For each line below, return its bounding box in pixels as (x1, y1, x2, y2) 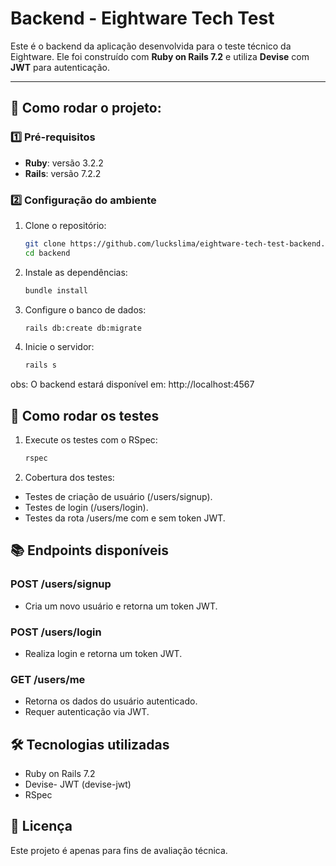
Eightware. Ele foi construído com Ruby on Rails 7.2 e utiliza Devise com (10, 50, 310, 62)
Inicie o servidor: (24, 341, 95, 353)
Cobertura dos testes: (24, 471, 115, 483)
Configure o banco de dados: (24, 303, 147, 316)
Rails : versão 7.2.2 (24, 167, 102, 179)
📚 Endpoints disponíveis (10, 542, 170, 559)
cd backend (24, 248, 71, 258)
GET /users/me (10, 672, 86, 686)
